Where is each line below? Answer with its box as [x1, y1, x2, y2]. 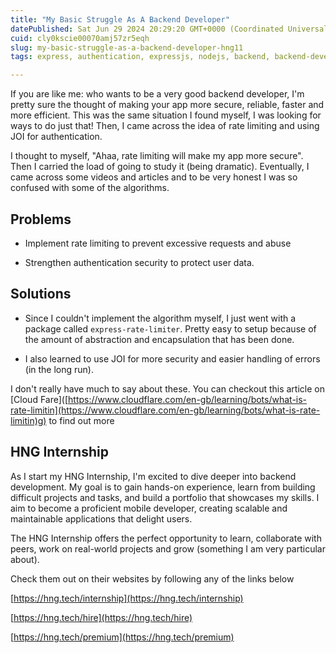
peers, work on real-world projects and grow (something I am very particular [10, 542, 326, 555]
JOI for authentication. [10, 131, 103, 143]
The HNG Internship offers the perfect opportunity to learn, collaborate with [10, 532, 322, 544]
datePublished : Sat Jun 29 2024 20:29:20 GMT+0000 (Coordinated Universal [10, 24, 329, 34]
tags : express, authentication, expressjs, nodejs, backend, [10, 52, 271, 62]
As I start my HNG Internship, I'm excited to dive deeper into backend [10, 470, 297, 482]
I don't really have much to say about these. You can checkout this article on [10, 382, 325, 395]
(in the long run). [24, 363, 95, 375]
